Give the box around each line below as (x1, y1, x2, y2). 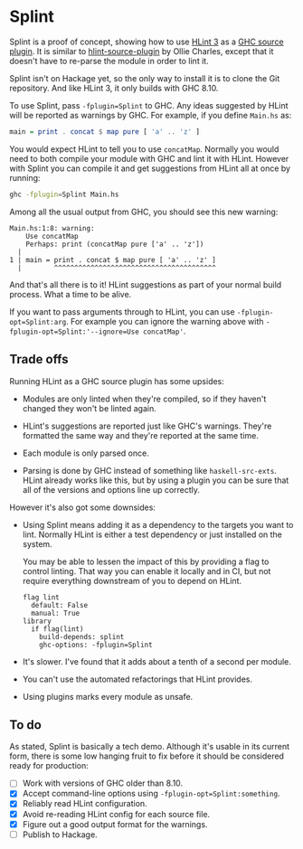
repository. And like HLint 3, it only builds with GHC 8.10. (9, 82, 219, 93)
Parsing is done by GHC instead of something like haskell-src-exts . (22, 465, 278, 476)
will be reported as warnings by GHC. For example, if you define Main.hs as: (9, 109, 292, 120)
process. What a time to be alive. (9, 288, 132, 299)
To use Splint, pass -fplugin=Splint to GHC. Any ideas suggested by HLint (9, 99, 289, 110)
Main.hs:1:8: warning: (9, 223, 95, 232)
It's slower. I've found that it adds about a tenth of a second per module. (22, 656, 292, 666)
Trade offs (9, 352, 70, 367)
